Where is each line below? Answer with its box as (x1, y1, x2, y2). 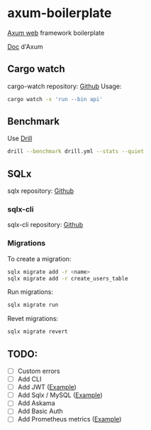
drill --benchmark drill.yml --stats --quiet (7, 148, 144, 155)
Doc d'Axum (7, 42, 43, 51)
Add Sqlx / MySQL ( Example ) (17, 391, 103, 399)
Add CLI (17, 375, 42, 384)
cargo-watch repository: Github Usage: (7, 82, 122, 90)
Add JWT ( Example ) (17, 383, 77, 392)
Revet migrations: (7, 315, 59, 323)
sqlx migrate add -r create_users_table (7, 275, 129, 282)
